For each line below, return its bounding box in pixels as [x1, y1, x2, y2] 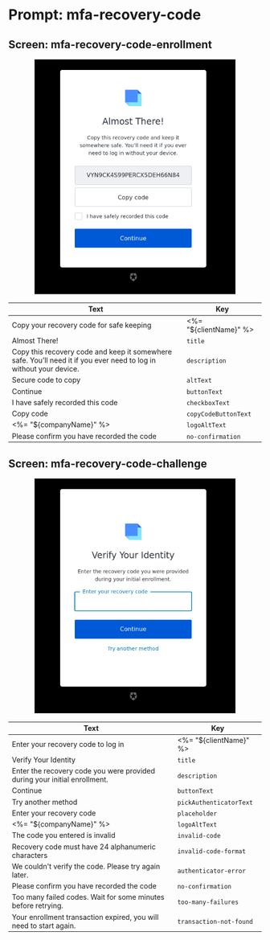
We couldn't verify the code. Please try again [11, 861, 161, 871]
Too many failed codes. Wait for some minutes [11, 893, 165, 902]
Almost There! [11, 335, 59, 345]
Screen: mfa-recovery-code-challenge [8, 457, 207, 470]
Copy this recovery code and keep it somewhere [11, 347, 173, 357]
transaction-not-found [177, 918, 253, 926]
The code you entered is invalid [11, 831, 116, 840]
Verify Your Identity [11, 754, 76, 765]
